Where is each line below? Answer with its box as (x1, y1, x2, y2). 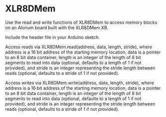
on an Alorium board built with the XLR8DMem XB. (5, 24, 108, 30)
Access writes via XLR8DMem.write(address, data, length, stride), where (5, 80, 154, 86)
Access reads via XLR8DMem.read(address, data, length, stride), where (5, 44, 153, 50)
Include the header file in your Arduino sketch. (5, 34, 100, 40)
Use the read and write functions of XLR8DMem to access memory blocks (5, 19, 158, 25)
